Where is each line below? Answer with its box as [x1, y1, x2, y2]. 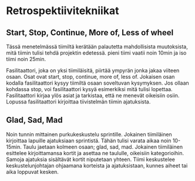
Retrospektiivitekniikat [6, 4, 119, 18]
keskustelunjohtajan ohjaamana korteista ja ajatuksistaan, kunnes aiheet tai [6, 162, 188, 169]
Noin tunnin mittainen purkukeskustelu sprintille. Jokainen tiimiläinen [6, 130, 172, 138]
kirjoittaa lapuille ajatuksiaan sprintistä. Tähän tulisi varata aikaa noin [6, 137, 172, 144]
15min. [6, 143, 22, 150]
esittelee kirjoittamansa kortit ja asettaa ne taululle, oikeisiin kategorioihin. [6, 149, 184, 156]
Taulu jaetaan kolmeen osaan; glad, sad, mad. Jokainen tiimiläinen [22, 143, 183, 150]
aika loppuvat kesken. [6, 168, 59, 175]
